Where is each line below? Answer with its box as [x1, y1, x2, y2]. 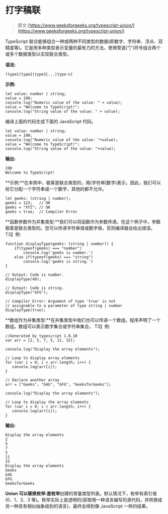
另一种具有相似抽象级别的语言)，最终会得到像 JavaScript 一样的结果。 [5, 503, 151, 509]
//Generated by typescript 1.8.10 [5, 333, 78, 338]
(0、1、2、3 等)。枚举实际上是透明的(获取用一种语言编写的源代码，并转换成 [5, 496, 162, 502]
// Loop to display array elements [5, 355, 80, 361]
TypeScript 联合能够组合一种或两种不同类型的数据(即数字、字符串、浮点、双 [5, 38, 163, 44]
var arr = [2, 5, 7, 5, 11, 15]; [5, 337, 75, 343]
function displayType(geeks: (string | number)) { [5, 241, 114, 246]
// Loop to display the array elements [5, 399, 89, 405]
